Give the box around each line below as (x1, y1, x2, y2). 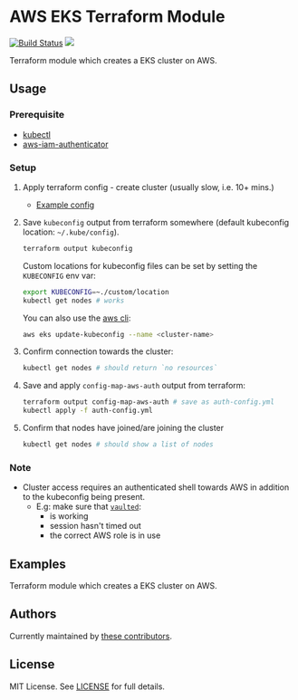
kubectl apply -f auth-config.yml (22, 406, 153, 416)
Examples (9, 556, 66, 571)
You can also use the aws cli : (22, 312, 131, 323)
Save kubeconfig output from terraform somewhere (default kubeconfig (22, 216, 290, 227)
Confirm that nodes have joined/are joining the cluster (22, 423, 225, 434)
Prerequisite (9, 109, 65, 121)
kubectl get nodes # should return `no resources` (22, 364, 218, 373)
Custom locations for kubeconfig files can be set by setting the (22, 260, 258, 271)
